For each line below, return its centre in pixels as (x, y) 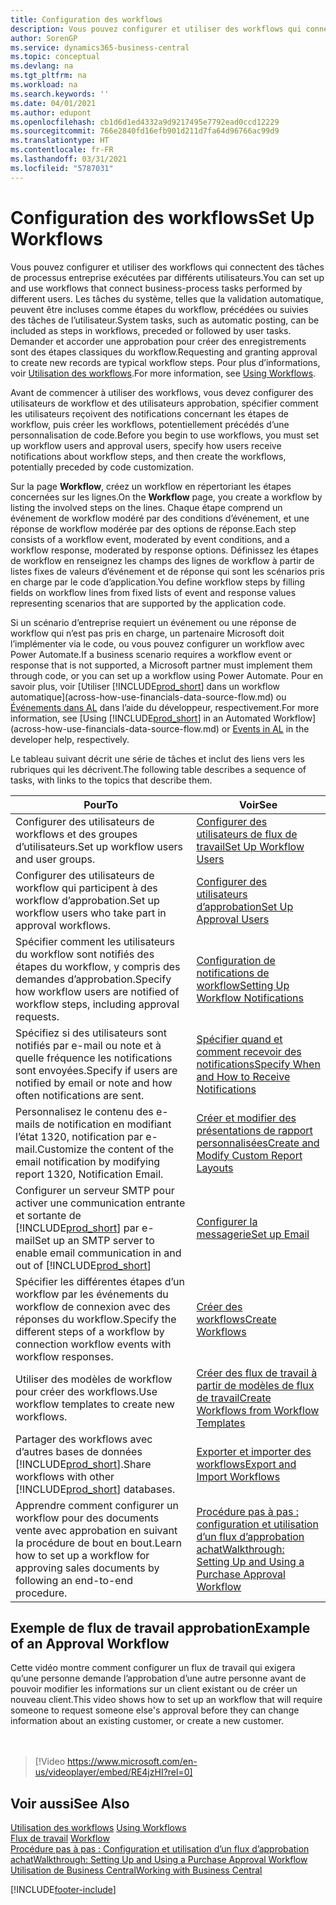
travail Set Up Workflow (250, 846)
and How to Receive (243, 1076)
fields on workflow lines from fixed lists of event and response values (153, 592)
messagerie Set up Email (253, 1234)
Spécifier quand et (239, 1039)
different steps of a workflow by (90, 1331)
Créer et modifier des (246, 1118)
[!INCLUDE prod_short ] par (77, 1228)
